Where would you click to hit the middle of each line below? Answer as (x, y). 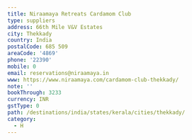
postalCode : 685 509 (38, 47)
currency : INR (28, 100)
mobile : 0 (22, 66)
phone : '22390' (30, 60)
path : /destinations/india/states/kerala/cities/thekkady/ (96, 112)
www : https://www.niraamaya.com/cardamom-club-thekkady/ (93, 80)
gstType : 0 (23, 106)
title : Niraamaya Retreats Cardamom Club (69, 14)
